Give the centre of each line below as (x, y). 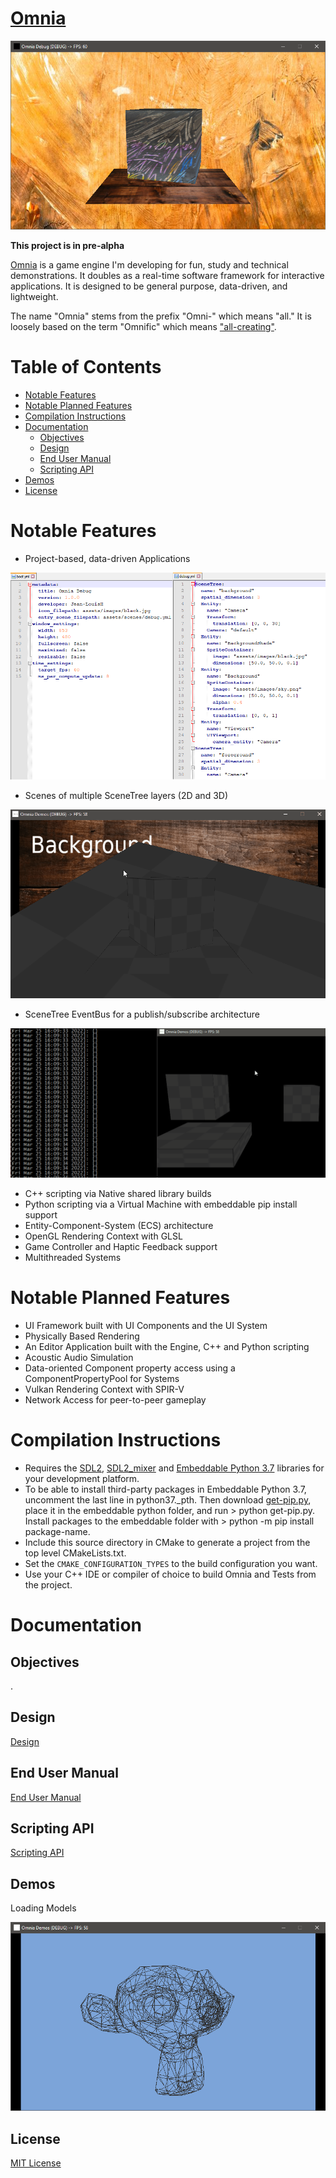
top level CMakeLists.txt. (75, 1553)
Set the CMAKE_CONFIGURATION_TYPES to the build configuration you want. (171, 1564)
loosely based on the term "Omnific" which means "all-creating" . (143, 326)
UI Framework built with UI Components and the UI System (146, 1326)
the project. (48, 1585)
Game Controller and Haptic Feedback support (121, 1247)
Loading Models (43, 1908)
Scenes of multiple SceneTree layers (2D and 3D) (126, 796)
